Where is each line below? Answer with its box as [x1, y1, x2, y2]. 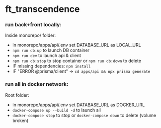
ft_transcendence [5, 3, 80, 15]
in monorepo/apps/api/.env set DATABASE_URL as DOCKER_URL [12, 102, 145, 108]
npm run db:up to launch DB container [12, 47, 90, 53]
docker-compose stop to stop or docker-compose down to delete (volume [12, 112, 157, 118]
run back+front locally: [5, 21, 62, 28]
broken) [12, 118, 29, 124]
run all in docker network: [5, 81, 69, 88]
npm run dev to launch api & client [12, 53, 81, 59]
